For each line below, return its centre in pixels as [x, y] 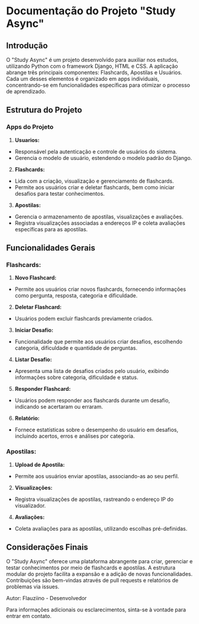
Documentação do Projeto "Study [91, 11]
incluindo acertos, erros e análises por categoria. [75, 436]
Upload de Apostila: [40, 465]
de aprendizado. [26, 91]
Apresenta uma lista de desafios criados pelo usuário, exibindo [92, 371]
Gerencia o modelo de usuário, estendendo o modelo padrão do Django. [103, 158]
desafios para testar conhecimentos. [60, 193]
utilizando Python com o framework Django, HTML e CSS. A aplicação [92, 66]
